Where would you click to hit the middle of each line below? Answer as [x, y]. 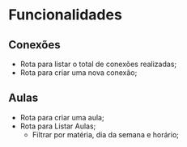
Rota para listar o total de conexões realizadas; [98, 64]
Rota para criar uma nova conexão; [79, 73]
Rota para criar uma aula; [62, 117]
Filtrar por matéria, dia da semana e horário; [106, 134]
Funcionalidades [66, 15]
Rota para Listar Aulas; [58, 126]
